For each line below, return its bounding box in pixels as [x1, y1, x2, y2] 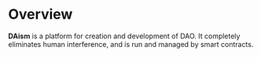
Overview [8, 5, 73, 23]
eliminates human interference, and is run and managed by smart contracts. [8, 39, 254, 48]
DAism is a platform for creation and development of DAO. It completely [8, 31, 241, 41]
